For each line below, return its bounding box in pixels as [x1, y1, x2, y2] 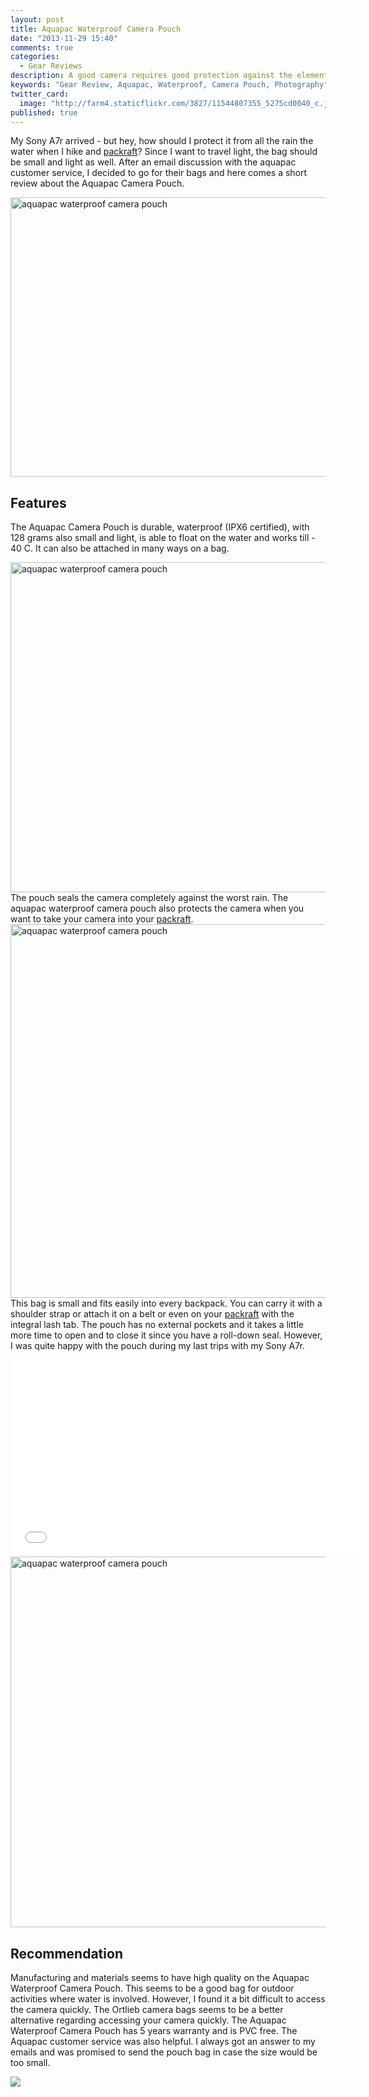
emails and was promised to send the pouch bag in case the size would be [10, 2046, 318, 2058]
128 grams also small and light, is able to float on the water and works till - [10, 532, 316, 544]
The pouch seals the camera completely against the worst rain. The [10, 892, 289, 904]
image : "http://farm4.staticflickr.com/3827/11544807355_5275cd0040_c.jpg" [19, 98, 342, 108]
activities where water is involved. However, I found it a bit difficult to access [10, 1993, 326, 2005]
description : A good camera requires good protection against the [10, 71, 293, 81]
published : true [10, 107, 78, 118]
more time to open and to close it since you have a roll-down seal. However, [10, 1329, 323, 1341]
